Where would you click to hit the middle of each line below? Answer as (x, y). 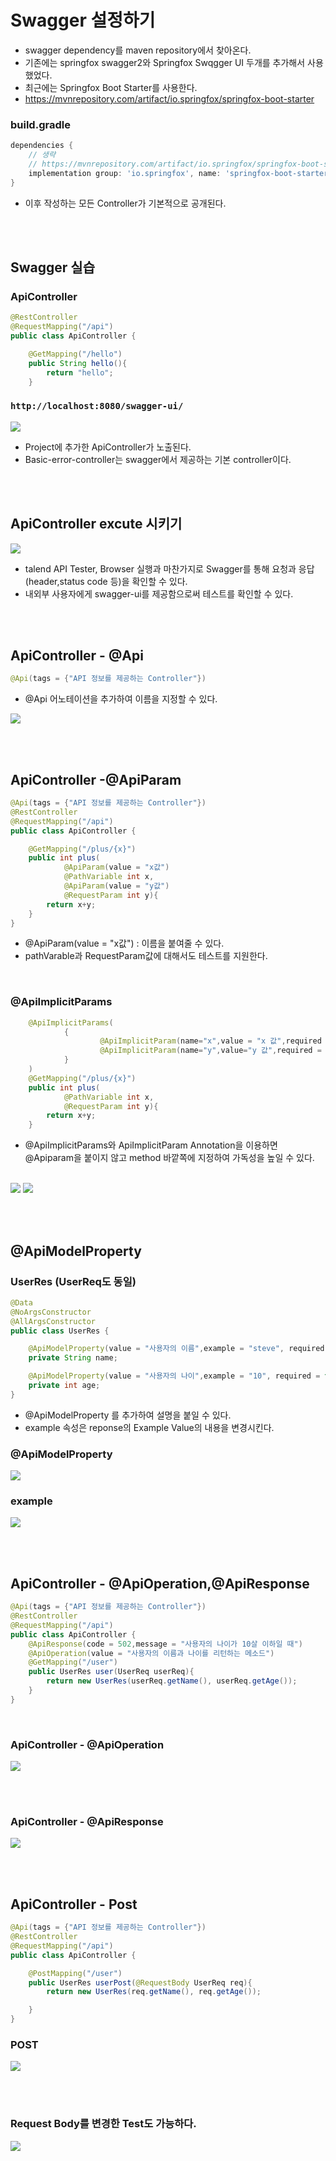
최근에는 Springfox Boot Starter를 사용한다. (111, 87)
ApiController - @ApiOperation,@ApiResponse (160, 1583)
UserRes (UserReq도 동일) (73, 1281)
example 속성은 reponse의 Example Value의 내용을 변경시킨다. (149, 1427)
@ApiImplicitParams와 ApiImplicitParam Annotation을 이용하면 (151, 1145)
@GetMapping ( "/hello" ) (75, 354)
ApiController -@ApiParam (96, 779)
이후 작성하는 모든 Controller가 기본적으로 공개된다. (125, 203)
